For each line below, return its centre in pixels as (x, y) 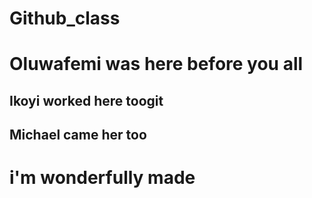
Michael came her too (78, 135)
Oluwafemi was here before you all (156, 64)
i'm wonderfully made (102, 178)
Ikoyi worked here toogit (86, 100)
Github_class (65, 18)
